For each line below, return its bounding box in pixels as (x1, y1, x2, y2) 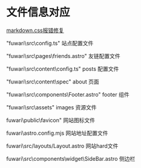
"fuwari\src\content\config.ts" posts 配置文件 (6, 65, 119, 73)
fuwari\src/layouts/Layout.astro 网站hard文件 (6, 142, 119, 149)
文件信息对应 (6, 5, 71, 19)
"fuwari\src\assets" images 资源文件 (6, 103, 97, 111)
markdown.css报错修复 (6, 27, 65, 34)
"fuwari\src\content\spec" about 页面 (6, 78, 99, 85)
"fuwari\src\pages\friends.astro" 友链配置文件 (6, 52, 120, 59)
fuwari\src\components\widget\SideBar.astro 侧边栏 (6, 155, 136, 162)
